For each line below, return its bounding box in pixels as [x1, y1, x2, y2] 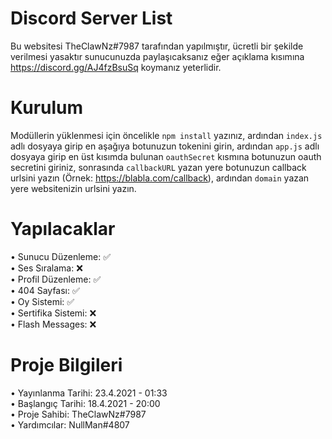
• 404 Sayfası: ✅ [10, 284, 80, 296]
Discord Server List [10, 7, 173, 30]
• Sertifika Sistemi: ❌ [10, 307, 97, 319]
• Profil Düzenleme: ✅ [10, 273, 102, 285]
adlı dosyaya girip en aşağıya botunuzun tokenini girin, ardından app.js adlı [10, 140, 320, 152]
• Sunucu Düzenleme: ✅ [10, 250, 111, 262]
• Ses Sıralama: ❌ [10, 262, 83, 274]
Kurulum [10, 97, 84, 119]
